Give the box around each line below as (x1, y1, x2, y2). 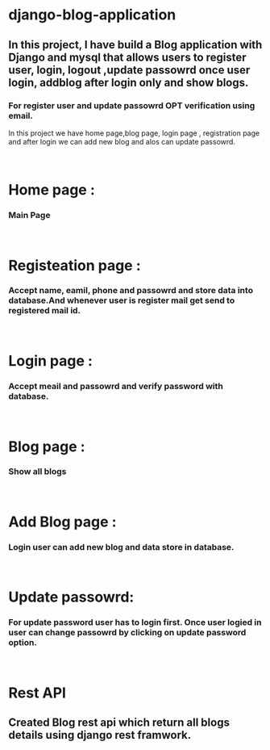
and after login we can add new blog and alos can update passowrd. (8, 136, 236, 146)
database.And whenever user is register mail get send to (8, 295, 235, 306)
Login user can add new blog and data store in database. (8, 541, 235, 552)
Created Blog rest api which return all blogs (8, 716, 230, 730)
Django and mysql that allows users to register (8, 50, 247, 64)
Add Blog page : (8, 513, 117, 530)
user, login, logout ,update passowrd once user (8, 63, 251, 77)
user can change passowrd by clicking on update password (8, 627, 247, 639)
